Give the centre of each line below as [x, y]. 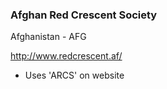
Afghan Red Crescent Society [84, 15]
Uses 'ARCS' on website [74, 75]
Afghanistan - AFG [48, 37]
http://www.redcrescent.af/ [66, 56]
